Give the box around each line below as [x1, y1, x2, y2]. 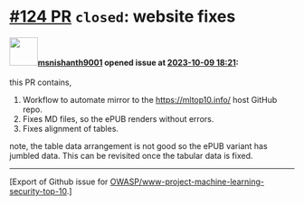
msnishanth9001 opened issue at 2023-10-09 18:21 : [37, 57, 240, 68]
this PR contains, [9, 77, 72, 88]
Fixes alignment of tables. [22, 124, 119, 135]
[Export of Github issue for [9, 176, 109, 187]
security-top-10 [9, 186, 68, 197]
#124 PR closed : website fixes [9, 6, 236, 27]
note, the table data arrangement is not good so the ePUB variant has [9, 141, 269, 152]
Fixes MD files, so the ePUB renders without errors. [22, 114, 214, 125]
